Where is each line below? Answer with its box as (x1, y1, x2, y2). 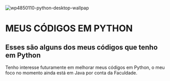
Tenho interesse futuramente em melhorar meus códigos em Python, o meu (5, 64, 165, 70)
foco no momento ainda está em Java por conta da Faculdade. (5, 70, 138, 76)
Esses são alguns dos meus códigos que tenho (5, 43, 158, 51)
